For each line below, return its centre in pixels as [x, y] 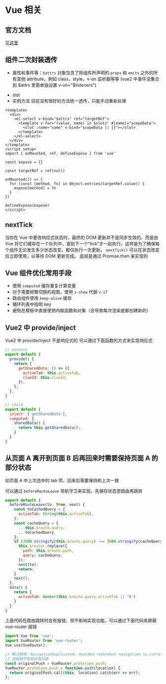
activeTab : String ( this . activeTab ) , [56, 514]
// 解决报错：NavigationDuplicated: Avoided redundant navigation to [76, 654]
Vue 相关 [23, 10]
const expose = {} [24, 162]
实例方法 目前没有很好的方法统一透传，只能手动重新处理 [69, 101]
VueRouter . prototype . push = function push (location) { [63, 668]
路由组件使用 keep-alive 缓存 [42, 298]
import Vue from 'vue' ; [30, 636]
